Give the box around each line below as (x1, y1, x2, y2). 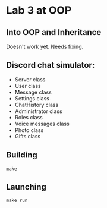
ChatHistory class (14, 101, 59, 108)
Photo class (14, 126, 44, 134)
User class (14, 82, 42, 89)
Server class (14, 75, 46, 83)
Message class (14, 89, 52, 96)
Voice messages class (14, 120, 70, 127)
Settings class (14, 94, 49, 102)
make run (6, 197, 28, 204)
